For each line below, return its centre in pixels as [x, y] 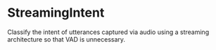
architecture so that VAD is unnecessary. [66, 39]
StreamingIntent [56, 13]
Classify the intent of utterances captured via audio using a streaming [108, 32]
